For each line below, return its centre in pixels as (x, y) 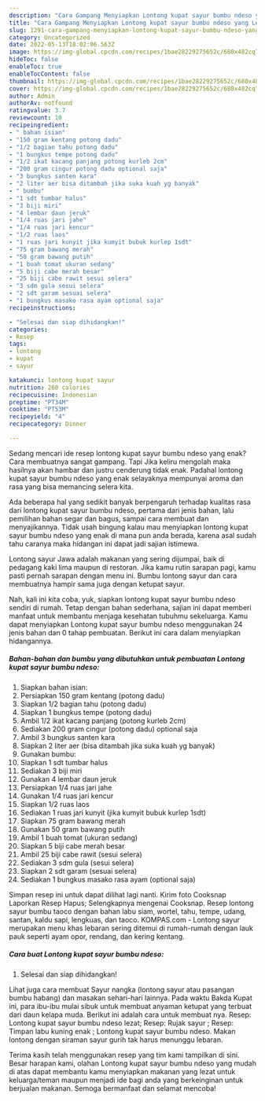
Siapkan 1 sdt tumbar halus (64, 762)
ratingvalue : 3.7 (37, 111)
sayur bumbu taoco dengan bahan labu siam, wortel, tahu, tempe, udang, (128, 911)
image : (20, 52)
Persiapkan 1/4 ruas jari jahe (66, 787)
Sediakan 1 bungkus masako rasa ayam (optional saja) (108, 879)
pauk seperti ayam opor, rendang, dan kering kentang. (97, 936)
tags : (18, 344)
